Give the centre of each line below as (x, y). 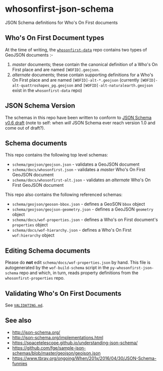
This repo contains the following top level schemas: (57, 155)
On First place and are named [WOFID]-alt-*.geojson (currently (76, 80)
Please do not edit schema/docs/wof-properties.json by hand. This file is (78, 262)
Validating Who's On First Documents (63, 294)
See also (18, 320)
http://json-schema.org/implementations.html (58, 337)
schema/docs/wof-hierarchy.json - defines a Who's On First (72, 230)
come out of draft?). (25, 128)
